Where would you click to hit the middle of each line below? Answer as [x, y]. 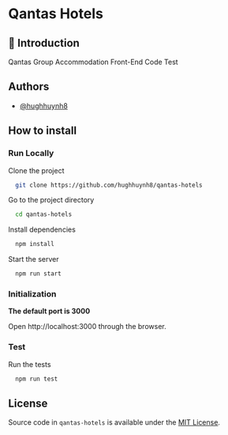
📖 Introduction [44, 43]
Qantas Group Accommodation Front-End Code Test [93, 62]
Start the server [34, 259]
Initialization [32, 293]
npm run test [37, 379]
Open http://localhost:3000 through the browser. [88, 327]
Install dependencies [42, 229]
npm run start [38, 274]
